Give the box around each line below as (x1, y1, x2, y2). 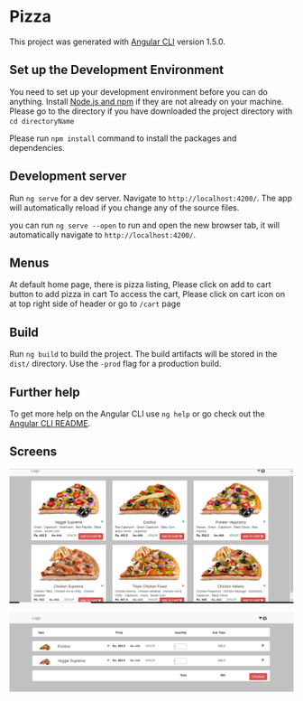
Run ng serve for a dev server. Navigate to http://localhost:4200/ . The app (9, 192, 293, 203)
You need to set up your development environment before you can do (9, 86, 268, 97)
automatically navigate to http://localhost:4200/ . (9, 229, 197, 240)
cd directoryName (9, 117, 75, 126)
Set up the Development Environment (9, 62, 224, 78)
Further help (9, 384, 81, 399)
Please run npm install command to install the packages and (9, 133, 237, 144)
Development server (9, 169, 127, 184)
